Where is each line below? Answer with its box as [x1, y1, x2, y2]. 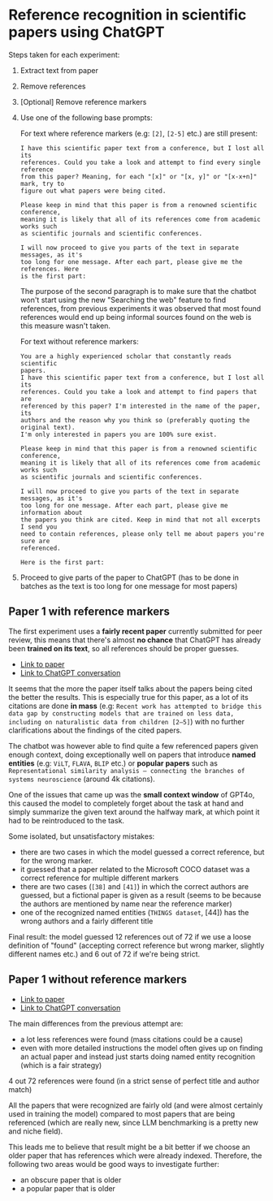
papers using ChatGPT [8, 23, 165, 41]
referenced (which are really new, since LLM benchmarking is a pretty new [8, 1117, 258, 1127]
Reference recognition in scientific [8, 6, 247, 24]
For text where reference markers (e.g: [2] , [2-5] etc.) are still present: [19, 128, 258, 138]
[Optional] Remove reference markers [19, 97, 147, 106]
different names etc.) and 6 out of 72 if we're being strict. [8, 948, 201, 959]
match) [8, 1084, 32, 1094]
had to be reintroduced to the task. [8, 815, 124, 825]
